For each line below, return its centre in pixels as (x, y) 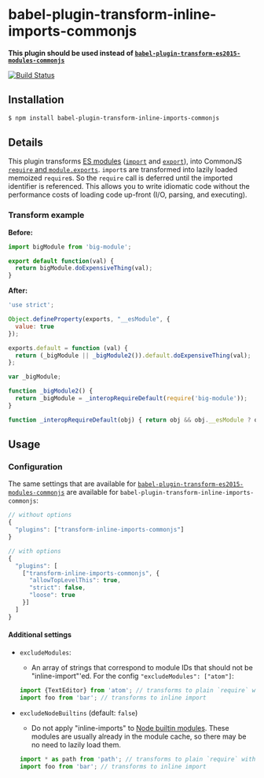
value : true (35, 326)
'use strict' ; (31, 305)
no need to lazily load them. (76, 744)
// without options (40, 515)
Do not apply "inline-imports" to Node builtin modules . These (130, 728)
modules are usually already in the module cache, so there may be (139, 736)
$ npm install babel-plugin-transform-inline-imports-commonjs (114, 118)
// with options (35, 551)
